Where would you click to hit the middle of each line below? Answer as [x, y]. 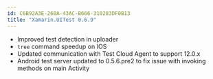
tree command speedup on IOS [62, 46]
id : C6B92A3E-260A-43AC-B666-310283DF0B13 [69, 13]
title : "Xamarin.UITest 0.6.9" [52, 20]
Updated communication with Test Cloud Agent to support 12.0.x [109, 53]
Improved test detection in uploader [68, 39]
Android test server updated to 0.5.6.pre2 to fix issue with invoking [111, 61]
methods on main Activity [53, 68]
